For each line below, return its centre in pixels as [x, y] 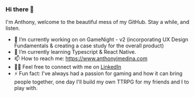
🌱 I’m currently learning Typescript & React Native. [75, 52]
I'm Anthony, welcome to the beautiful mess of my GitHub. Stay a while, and [97, 22]
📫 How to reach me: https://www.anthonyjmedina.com [81, 58]
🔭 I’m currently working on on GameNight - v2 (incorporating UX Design [101, 40]
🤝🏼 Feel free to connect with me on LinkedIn [68, 67]
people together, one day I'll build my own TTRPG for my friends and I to [101, 82]
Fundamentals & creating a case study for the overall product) [89, 46]
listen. [13, 28]
